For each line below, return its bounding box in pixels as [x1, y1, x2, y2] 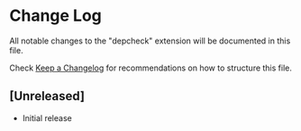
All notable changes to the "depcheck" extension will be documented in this [9, 35, 291, 46]
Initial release [22, 112, 72, 123]
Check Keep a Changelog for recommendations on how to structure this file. [9, 62, 293, 73]
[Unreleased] [9, 89, 86, 104]
